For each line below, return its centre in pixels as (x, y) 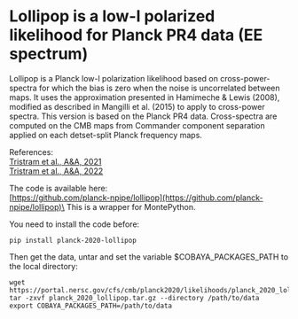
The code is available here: (59, 188)
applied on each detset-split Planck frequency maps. (106, 135)
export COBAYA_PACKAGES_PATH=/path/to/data (91, 306)
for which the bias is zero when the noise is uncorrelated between (160, 88)
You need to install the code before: (74, 224)
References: (31, 152)
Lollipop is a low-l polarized (112, 16)
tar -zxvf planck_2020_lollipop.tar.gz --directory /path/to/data (134, 298)
